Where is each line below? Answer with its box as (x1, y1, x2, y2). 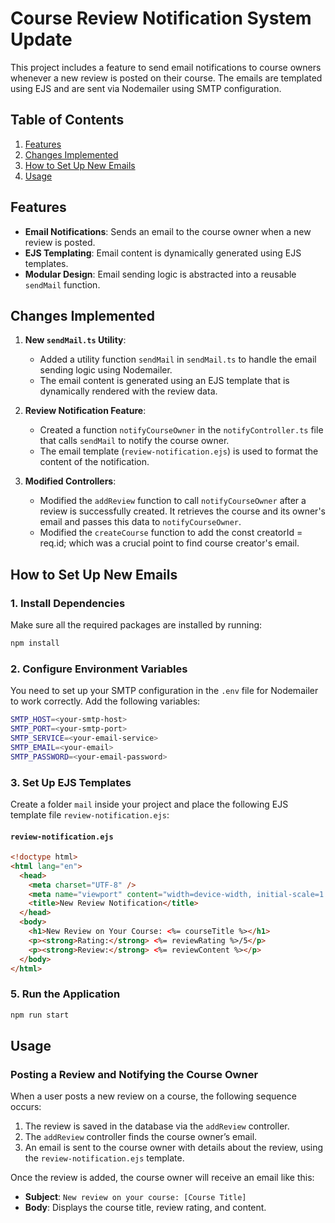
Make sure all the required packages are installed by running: (10, 619, 263, 631)
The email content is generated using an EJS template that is (39, 375, 290, 387)
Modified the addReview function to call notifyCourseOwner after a (39, 495, 307, 507)
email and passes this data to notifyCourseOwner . (39, 516, 242, 528)
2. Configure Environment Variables (10, 662, 188, 676)
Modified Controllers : (24, 475, 117, 487)
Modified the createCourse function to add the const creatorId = (39, 527, 303, 539)
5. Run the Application (10, 987, 121, 1001)
